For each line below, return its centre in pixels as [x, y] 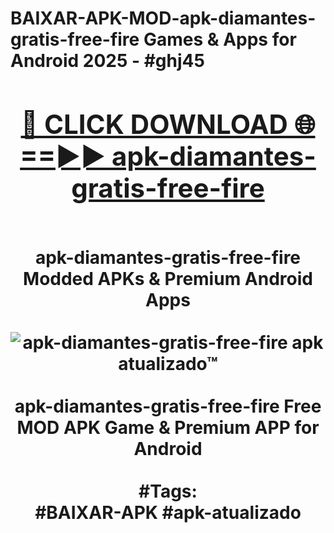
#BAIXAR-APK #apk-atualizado [168, 512]
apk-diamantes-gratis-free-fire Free [168, 406]
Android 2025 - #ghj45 [107, 61]
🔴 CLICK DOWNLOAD [154, 124]
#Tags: [168, 491]
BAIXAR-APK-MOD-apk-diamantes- [163, 18]
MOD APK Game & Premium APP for [168, 427]
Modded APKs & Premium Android [168, 278]
